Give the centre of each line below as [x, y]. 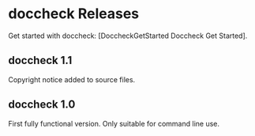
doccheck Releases [74, 14]
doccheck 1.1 [40, 60]
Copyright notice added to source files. [72, 79]
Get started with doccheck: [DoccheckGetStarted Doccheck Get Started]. [128, 36]
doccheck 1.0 [42, 105]
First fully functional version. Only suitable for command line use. [114, 123]
